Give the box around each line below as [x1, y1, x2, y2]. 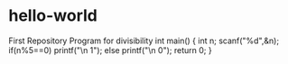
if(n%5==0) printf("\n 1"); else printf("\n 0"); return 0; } [8, 44, 213, 55]
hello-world [8, 5, 98, 26]
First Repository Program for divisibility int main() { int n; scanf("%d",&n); [8, 35, 280, 46]
